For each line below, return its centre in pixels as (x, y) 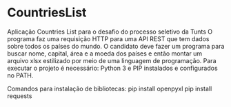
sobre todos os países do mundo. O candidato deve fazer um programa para (116, 46)
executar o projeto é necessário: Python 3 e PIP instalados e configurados (113, 68)
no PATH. (20, 75)
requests (20, 96)
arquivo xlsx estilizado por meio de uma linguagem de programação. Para (112, 60)
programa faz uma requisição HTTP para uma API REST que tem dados (108, 38)
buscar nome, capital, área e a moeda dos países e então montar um (105, 53)
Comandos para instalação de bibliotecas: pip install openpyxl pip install (110, 88)
